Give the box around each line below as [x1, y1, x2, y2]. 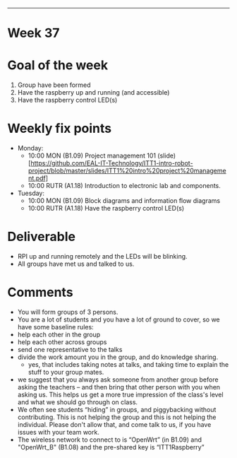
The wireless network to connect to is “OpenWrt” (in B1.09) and [17, 435, 202, 444]
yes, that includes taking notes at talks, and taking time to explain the [28, 360, 229, 368]
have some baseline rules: [17, 322, 94, 331]
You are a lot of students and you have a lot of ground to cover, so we [17, 315, 220, 324]
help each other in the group [17, 330, 101, 339]
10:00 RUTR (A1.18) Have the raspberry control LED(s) [28, 204, 185, 213]
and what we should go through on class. [17, 397, 138, 406]
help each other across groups [17, 337, 107, 346]
